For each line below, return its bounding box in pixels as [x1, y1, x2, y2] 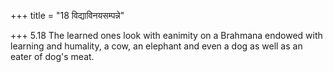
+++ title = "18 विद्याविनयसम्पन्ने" [10, 10, 125, 21]
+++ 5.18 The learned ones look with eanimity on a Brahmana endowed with [10, 30, 323, 41]
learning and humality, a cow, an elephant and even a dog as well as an [10, 40, 303, 52]
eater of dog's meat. [10, 51, 95, 62]
